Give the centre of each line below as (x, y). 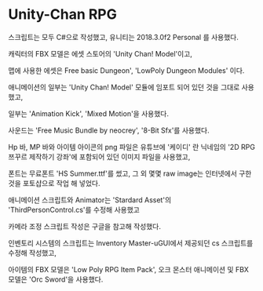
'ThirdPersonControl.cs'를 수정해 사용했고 (74, 209)
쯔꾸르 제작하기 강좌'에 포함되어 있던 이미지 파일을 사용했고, (99, 156)
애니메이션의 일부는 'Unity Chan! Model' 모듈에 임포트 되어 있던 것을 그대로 (124, 87)
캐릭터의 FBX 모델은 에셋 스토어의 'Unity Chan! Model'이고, (100, 53)
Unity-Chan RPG (63, 15)
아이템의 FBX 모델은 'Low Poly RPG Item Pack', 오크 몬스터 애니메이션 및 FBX (129, 269)
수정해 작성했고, (33, 253)
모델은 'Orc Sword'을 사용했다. (56, 279)
